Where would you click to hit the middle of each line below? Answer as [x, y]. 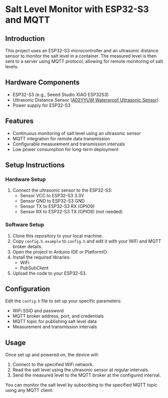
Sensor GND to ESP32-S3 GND [52, 201]
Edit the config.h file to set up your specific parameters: [63, 301]
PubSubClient [34, 268]
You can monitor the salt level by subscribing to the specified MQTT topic [81, 385]
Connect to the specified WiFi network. [53, 365]
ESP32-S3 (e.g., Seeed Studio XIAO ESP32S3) [61, 95]
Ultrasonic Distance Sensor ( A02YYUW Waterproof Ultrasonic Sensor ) [86, 100]
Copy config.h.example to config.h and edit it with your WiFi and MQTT [87, 241]
